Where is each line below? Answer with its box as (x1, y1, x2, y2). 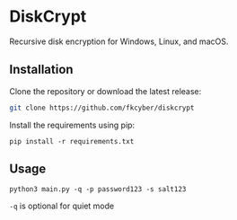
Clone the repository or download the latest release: (9, 85, 202, 96)
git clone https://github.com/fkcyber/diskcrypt (9, 103, 195, 112)
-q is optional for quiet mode (9, 200, 115, 212)
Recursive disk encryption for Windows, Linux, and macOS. (9, 36, 229, 47)
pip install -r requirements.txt (9, 136, 135, 145)
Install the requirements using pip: (9, 119, 136, 130)
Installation (9, 62, 74, 77)
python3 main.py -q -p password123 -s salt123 (9, 185, 187, 194)
